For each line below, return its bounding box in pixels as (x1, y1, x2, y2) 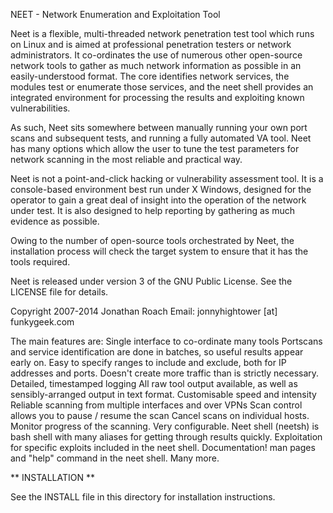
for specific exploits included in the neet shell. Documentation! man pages (10, 442, 316, 453)
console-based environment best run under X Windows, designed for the (10, 184, 312, 195)
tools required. (10, 256, 71, 268)
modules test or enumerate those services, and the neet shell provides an (10, 81, 314, 93)
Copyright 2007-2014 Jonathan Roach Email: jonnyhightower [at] (10, 305, 278, 317)
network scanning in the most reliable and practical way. (10, 154, 243, 165)
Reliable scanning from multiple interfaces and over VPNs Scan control (10, 399, 303, 411)
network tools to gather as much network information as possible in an (10, 60, 302, 71)
